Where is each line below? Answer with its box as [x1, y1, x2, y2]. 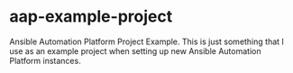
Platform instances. [9, 55, 81, 66]
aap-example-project [9, 6, 173, 27]
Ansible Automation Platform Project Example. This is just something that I [9, 36, 284, 47]
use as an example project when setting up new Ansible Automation [9, 45, 261, 56]
